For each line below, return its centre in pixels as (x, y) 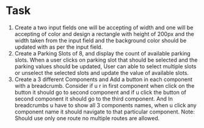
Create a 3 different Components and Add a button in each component (104, 79)
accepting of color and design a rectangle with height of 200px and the (104, 34)
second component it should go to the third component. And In (94, 99)
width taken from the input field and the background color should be (100, 40)
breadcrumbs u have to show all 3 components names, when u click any (105, 105)
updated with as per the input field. (59, 47)
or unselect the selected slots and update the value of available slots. (102, 73)
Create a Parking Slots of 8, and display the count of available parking (102, 53)
